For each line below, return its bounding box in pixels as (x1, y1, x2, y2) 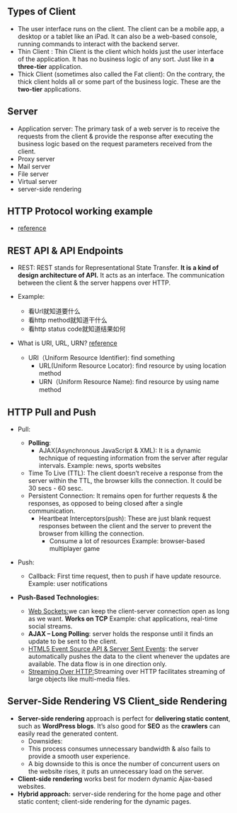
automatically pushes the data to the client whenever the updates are (28, 653, 230, 661)
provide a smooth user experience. (28, 752, 130, 760)
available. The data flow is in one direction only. (28, 660, 168, 668)
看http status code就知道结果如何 (28, 324, 126, 333)
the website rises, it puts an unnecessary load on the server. (28, 767, 204, 775)
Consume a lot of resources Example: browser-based (49, 537, 205, 545)
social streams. (28, 622, 73, 631)
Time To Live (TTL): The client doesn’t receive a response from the (28, 469, 224, 478)
